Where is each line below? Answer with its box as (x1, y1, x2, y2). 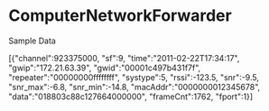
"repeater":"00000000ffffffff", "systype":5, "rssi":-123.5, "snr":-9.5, (8, 71, 259, 82)
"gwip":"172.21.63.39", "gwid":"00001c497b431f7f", (8, 62, 201, 73)
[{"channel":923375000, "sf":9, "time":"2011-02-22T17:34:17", (8, 52, 240, 63)
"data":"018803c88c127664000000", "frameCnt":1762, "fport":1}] (8, 91, 254, 102)
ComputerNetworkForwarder (8, 5, 232, 26)
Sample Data (8, 35, 56, 46)
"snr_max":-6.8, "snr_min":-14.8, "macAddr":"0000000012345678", (8, 81, 261, 92)
